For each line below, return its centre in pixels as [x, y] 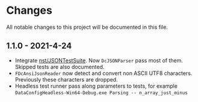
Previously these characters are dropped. [67, 79]
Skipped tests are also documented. [60, 67]
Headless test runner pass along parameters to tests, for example [96, 86]
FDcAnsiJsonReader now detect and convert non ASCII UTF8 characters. [104, 73]
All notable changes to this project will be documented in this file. [87, 27]
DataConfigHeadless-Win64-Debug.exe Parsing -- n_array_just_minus [101, 93]
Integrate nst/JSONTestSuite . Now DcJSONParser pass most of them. [99, 60]
